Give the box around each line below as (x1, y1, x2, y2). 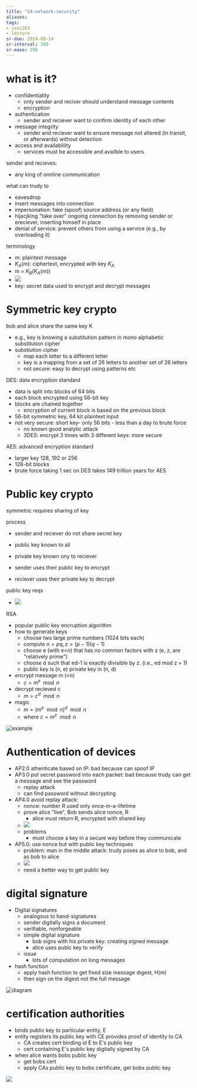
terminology (6, 242, 35, 249)
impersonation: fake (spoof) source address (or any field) (14, 206, 154, 213)
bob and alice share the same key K (6, 322, 93, 330)
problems (23, 828, 47, 835)
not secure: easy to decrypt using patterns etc (23, 365, 136, 372)
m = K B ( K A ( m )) (14, 268, 51, 277)
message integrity (14, 123, 59, 130)
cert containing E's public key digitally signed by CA (23, 1045, 150, 1052)
